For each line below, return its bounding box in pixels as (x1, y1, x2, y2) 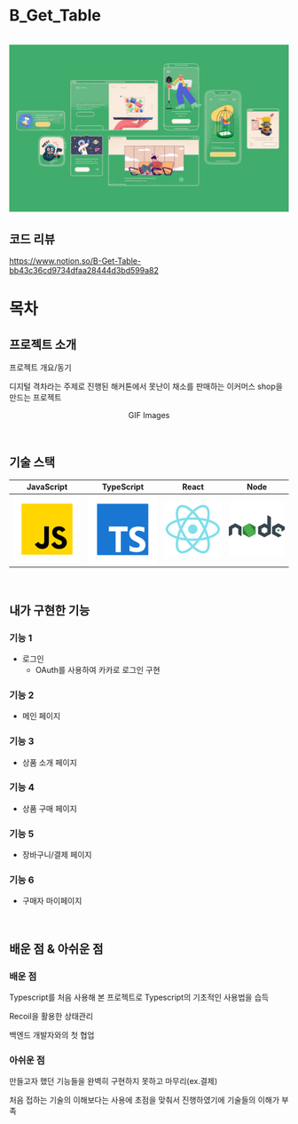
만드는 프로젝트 (9, 392, 62, 402)
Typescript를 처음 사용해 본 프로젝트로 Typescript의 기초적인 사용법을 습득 (9, 992, 269, 1003)
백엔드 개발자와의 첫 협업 (9, 1030, 95, 1041)
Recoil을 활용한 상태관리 (9, 1011, 94, 1022)
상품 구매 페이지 (21, 803, 77, 813)
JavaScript (26, 481, 68, 493)
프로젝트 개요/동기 (9, 361, 73, 373)
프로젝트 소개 (9, 336, 77, 352)
